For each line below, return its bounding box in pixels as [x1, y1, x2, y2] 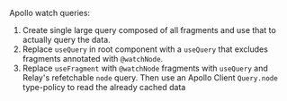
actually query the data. [22, 35, 111, 45]
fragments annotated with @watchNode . [22, 54, 164, 63]
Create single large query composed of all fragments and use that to [22, 25, 276, 35]
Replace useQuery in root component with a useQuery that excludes [22, 44, 268, 55]
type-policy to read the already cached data [22, 82, 186, 92]
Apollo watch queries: [9, 8, 91, 18]
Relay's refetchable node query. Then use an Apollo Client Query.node [22, 72, 279, 83]
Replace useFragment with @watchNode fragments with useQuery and [22, 63, 268, 73]
